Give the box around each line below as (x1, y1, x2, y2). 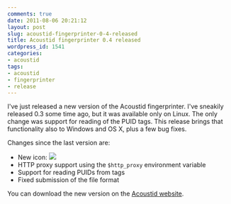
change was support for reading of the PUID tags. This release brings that (7, 118, 223, 126)
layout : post (7, 23, 46, 30)
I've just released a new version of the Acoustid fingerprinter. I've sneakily (7, 102, 225, 110)
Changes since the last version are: (7, 139, 111, 147)
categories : (7, 50, 43, 57)
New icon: (17, 153, 47, 161)
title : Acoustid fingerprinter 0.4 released (7, 37, 141, 44)
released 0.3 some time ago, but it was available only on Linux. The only (7, 110, 218, 118)
